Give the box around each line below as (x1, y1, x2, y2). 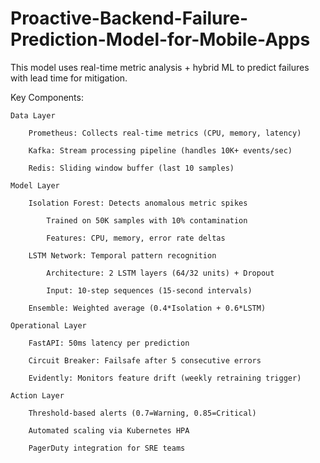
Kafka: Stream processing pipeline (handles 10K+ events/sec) (28, 145, 293, 156)
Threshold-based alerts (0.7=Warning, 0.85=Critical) (28, 408, 257, 418)
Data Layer (10, 110, 56, 121)
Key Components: (10, 91, 84, 103)
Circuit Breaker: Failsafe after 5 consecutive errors (28, 355, 262, 366)
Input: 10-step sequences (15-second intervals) (46, 285, 253, 296)
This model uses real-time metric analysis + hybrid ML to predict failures (10, 61, 310, 73)
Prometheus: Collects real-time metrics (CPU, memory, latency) (28, 128, 302, 138)
